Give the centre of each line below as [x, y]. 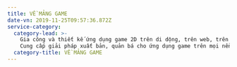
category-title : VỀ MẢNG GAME [58, 53]
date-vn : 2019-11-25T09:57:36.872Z [60, 20]
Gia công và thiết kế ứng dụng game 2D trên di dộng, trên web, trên [124, 40]
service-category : [34, 27]
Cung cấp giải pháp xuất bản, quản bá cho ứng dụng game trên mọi [120, 46]
